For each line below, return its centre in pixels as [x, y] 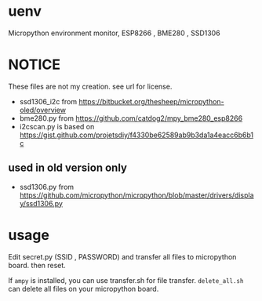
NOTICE [35, 65]
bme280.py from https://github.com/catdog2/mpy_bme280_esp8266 [131, 118]
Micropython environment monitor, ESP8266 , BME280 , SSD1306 [115, 33]
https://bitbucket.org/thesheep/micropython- [151, 101]
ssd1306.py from [47, 187]
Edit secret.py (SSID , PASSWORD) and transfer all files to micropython [122, 256]
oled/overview [43, 110]
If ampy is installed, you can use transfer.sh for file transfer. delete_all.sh [126, 280]
